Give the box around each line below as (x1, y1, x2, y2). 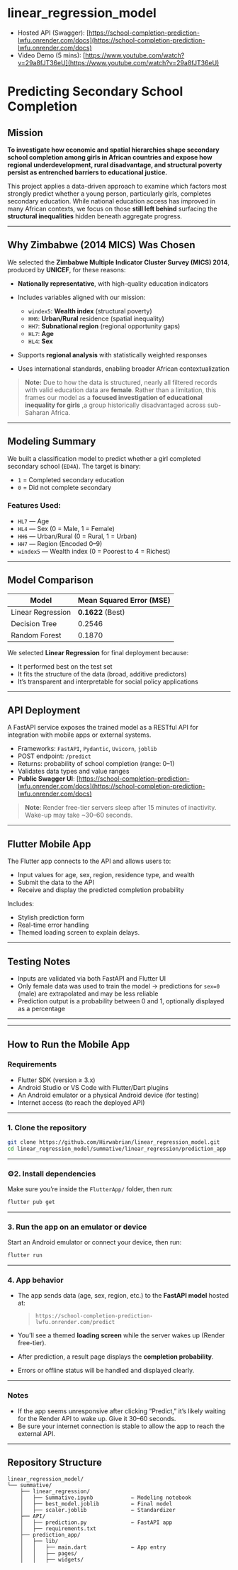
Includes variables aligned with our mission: (17, 293, 146, 301)
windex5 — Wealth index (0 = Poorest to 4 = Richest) (17, 547, 171, 555)
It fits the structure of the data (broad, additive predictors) (17, 669, 187, 678)
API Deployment (7, 704, 81, 717)
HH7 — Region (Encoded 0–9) (17, 539, 103, 547)
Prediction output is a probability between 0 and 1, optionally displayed (17, 997, 225, 1006)
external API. (17, 1429, 55, 1437)
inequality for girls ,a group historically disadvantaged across (24, 401, 206, 409)
